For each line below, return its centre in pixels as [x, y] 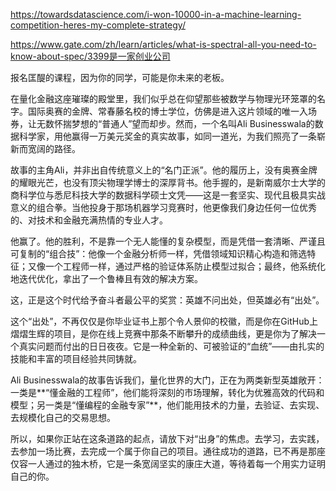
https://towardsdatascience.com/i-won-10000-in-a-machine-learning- [156, 14]
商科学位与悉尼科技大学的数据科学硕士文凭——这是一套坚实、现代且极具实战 [168, 195]
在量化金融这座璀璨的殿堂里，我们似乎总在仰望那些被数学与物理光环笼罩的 [163, 98]
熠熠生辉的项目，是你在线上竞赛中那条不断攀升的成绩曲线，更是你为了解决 [163, 333]
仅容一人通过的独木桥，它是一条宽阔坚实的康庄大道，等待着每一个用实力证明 [168, 463]
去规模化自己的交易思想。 [63, 417]
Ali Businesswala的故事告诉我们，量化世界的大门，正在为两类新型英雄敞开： [167, 380]
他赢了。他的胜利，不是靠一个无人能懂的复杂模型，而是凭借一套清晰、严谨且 [168, 241]
